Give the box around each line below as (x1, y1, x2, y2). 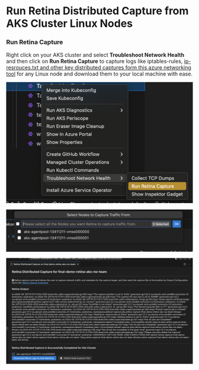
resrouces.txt (6, 64, 38, 71)
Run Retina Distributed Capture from (6, 4, 189, 18)
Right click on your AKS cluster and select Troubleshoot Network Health (6, 52, 185, 59)
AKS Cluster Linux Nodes (6, 17, 133, 30)
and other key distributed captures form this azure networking (39, 64, 191, 71)
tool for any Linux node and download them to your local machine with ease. (6, 70, 192, 78)
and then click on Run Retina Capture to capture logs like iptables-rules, (6, 58, 183, 65)
